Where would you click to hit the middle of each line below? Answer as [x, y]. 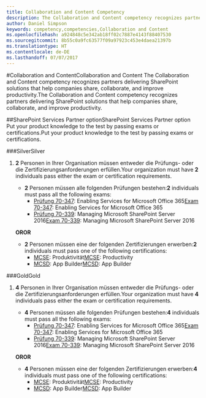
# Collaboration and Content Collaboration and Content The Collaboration [98, 75]
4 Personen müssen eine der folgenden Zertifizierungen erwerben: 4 [111, 369]
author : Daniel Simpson [37, 23]
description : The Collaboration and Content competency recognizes [94, 18]
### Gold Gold [24, 275]
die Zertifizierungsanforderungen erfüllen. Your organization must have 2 [107, 169]
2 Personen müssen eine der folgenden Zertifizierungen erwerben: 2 [111, 244]
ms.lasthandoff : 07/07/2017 [42, 58]
